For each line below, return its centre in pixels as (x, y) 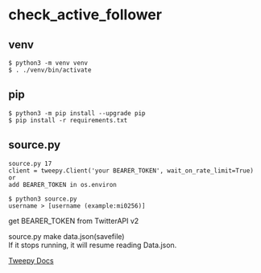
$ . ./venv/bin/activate (50, 70)
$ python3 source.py (43, 199)
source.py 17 (30, 163)
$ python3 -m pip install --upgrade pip (77, 113)
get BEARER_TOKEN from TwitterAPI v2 (74, 221)
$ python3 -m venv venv (48, 63)
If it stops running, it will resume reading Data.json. (93, 245)
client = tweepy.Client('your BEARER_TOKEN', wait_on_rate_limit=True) (131, 171)
